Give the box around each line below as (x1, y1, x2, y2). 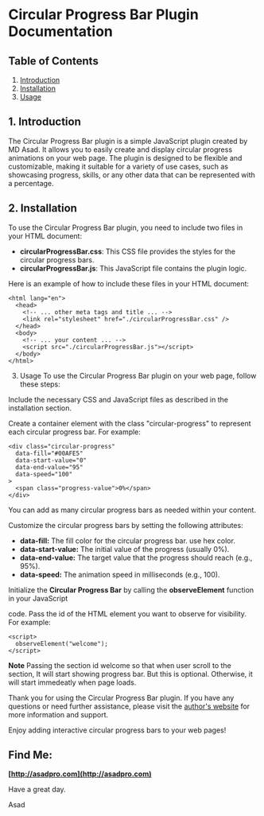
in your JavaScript (8, 593, 68, 603)
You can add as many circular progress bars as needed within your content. (8, 505, 257, 515)
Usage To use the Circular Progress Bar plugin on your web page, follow (19, 371, 257, 380)
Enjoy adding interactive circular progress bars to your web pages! (8, 725, 227, 735)
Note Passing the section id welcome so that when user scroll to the (8, 660, 232, 670)
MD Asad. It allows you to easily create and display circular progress (8, 145, 233, 154)
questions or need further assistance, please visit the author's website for (8, 701, 250, 711)
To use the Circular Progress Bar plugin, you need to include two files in (8, 223, 243, 232)
